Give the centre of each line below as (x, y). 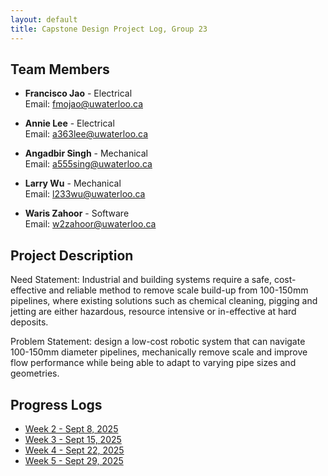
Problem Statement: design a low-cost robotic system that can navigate (158, 342)
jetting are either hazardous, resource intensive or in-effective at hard (153, 312)
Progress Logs (56, 404)
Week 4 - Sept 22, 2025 (74, 450)
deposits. (29, 322)
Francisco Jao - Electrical (78, 93)
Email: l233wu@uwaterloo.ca (85, 194)
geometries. (35, 373)
